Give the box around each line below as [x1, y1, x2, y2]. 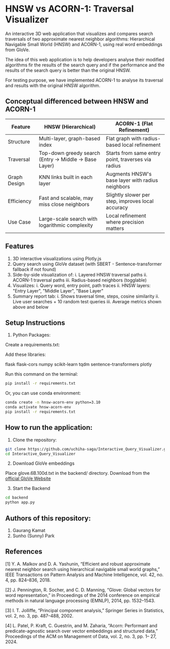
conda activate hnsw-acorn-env [5, 404, 71, 410]
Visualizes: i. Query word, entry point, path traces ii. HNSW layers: [12, 282, 151, 289]
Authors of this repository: [5, 514, 91, 522]
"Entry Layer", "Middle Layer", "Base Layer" [12, 288, 104, 294]
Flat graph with [106, 135, 142, 142]
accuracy [106, 204, 128, 211]
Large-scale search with [38, 215, 98, 222]
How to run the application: [5, 423, 93, 432]
